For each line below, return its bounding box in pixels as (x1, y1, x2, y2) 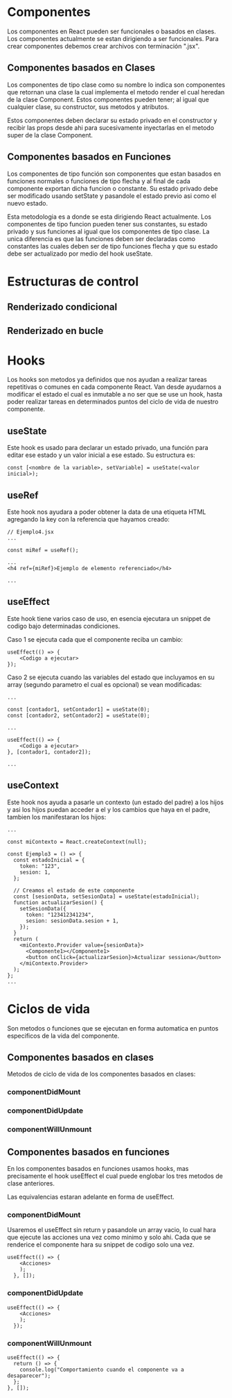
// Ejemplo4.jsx (7, 529, 54, 535)
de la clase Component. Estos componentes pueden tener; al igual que (7, 95, 210, 103)
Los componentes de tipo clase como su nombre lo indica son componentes (7, 81, 226, 89)
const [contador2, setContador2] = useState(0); (7, 712, 150, 719)
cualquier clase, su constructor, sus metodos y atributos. (7, 102, 170, 111)
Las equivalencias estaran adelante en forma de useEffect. (7, 1192, 175, 1201)
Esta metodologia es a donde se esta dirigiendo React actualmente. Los (7, 213, 212, 221)
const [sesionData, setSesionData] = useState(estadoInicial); (13, 893, 199, 900)
